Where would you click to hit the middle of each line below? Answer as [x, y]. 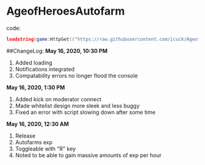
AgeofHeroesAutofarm [66, 11]
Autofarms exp [34, 142]
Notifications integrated [45, 69]
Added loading [34, 63]
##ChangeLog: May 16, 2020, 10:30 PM [57, 51]
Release [25, 136]
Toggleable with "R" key [45, 149]
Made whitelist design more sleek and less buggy [77, 105]
